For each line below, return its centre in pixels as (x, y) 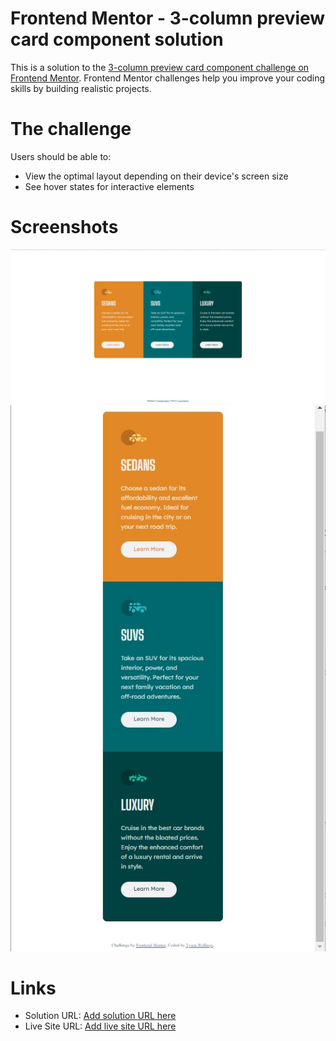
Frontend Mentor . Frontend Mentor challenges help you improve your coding (168, 78)
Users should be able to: (61, 156)
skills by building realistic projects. (81, 88)
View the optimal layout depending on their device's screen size (156, 176)
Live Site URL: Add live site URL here (100, 1026)
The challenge (71, 129)
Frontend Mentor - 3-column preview (168, 18)
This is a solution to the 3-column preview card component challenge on (160, 67)
